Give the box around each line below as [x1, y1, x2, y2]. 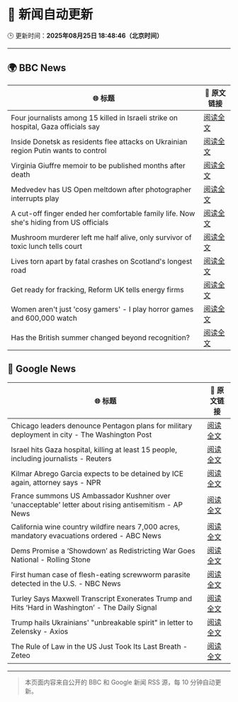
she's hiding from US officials [11, 217, 109, 227]
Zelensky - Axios [11, 626, 69, 636]
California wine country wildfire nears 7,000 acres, [11, 522, 181, 532]
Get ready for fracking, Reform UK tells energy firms [11, 284, 184, 294]
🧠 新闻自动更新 [7, 6, 93, 23]
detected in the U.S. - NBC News [11, 579, 121, 589]
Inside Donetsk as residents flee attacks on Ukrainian [11, 136, 188, 146]
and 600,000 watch [11, 313, 78, 323]
